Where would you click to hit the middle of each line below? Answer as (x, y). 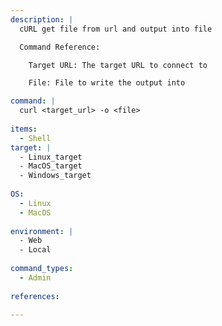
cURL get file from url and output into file (116, 29)
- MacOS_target (51, 166)
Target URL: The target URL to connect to (118, 65)
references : (35, 296)
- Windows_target (55, 176)
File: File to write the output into (107, 83)
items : (24, 129)
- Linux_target (51, 157)
